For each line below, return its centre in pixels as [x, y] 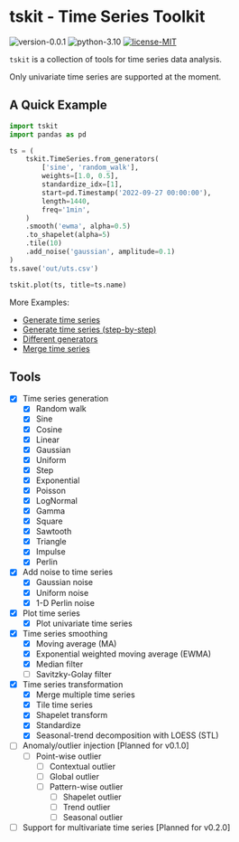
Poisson [51, 490]
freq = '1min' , [66, 210]
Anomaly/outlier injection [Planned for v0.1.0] [106, 746]
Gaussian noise [64, 582]
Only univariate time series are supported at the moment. [115, 76]
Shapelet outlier [92, 797]
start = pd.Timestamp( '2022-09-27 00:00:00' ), [127, 193]
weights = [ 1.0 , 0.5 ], [80, 176]
